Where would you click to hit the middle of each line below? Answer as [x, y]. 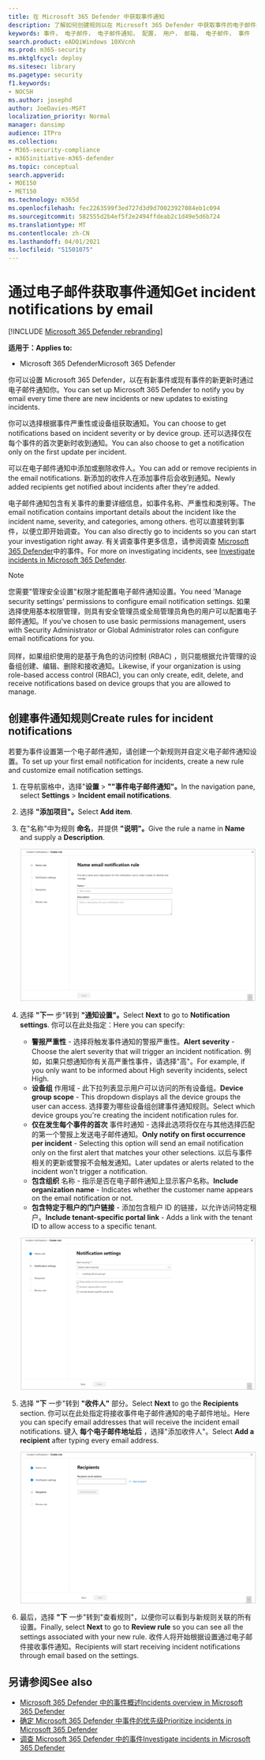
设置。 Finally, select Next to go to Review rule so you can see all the [131, 1627]
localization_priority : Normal [60, 117]
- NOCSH [21, 92]
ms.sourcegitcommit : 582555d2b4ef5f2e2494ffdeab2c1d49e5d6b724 [114, 216]
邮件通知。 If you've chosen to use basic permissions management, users [127, 621]
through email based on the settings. [79, 1655]
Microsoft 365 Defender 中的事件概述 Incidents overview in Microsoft [131, 1702]
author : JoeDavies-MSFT [47, 108]
